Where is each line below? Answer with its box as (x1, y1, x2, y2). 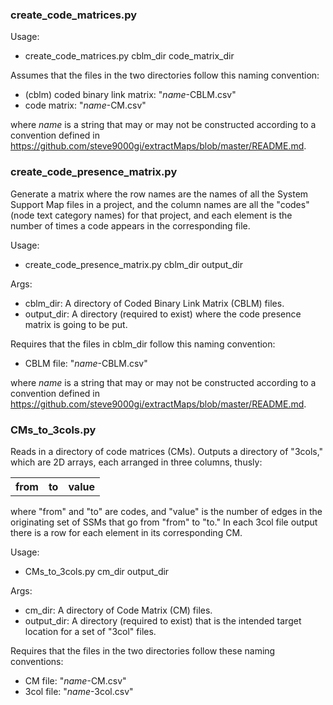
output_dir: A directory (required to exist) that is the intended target (24, 614, 302, 627)
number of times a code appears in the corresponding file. (10, 219, 251, 232)
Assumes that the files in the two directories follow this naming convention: (10, 69, 320, 82)
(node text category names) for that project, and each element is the (10, 209, 293, 221)
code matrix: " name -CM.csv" (24, 99, 147, 112)
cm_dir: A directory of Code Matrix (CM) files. (24, 604, 213, 616)
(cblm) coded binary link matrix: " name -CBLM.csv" (24, 89, 237, 101)
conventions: (10, 655, 64, 667)
